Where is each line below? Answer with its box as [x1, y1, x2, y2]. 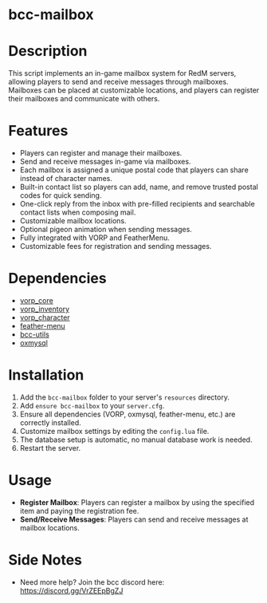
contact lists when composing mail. [19, 207, 136, 217]
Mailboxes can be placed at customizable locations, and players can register [8, 85, 260, 95]
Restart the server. [19, 443, 81, 452]
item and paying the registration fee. [19, 506, 139, 515]
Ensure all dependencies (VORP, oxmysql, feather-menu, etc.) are [19, 409, 236, 419]
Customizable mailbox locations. [19, 216, 127, 226]
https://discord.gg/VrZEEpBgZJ [19, 585, 124, 595]
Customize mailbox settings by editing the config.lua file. [19, 426, 210, 436]
